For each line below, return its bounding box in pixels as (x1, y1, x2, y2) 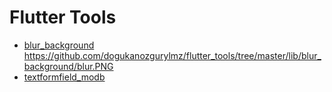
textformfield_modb (23, 71, 106, 83)
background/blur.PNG (23, 60, 114, 72)
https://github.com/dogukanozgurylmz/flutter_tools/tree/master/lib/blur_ (23, 49, 322, 61)
